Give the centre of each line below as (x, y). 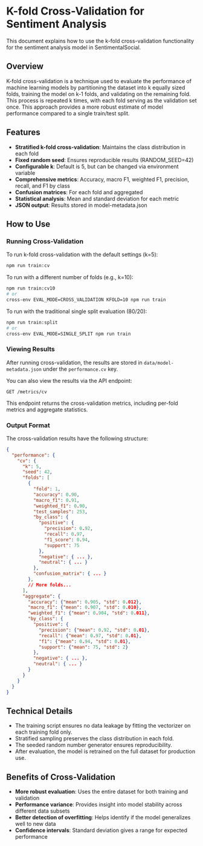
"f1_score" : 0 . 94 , (67, 540)
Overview (25, 66)
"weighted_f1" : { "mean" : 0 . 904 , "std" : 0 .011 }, (89, 613)
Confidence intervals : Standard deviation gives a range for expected (101, 830)
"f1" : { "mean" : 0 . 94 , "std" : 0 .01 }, (85, 641)
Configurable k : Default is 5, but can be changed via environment (97, 166)
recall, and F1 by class (43, 186)
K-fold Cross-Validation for (76, 11)
